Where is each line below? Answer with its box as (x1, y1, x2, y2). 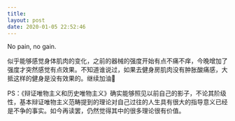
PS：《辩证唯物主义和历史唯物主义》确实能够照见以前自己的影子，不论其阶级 (7, 89, 227, 98)
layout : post (7, 17, 45, 24)
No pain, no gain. (7, 43, 57, 51)
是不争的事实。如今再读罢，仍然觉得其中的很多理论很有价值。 (7, 106, 185, 115)
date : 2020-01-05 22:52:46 (7, 23, 86, 30)
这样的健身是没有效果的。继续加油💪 (13, 74, 116, 83)
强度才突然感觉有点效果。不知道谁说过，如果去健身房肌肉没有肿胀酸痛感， (7, 66, 222, 74)
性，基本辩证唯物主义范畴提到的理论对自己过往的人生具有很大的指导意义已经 (7, 98, 228, 106)
